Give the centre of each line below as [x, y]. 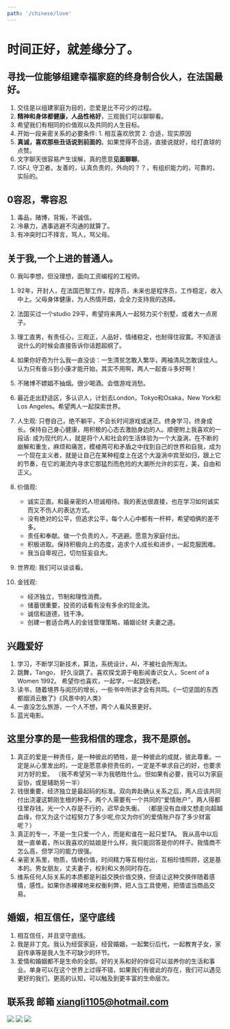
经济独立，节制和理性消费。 [66, 596]
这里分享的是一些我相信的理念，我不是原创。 [102, 739]
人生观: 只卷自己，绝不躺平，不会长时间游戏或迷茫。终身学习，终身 [112, 421]
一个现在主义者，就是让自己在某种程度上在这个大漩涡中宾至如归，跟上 [116, 455]
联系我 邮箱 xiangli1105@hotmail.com [88, 1002]
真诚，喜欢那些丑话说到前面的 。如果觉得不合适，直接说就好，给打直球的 [119, 142]
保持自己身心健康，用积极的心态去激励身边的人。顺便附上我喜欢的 [122, 430]
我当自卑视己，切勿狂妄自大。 [69, 553]
